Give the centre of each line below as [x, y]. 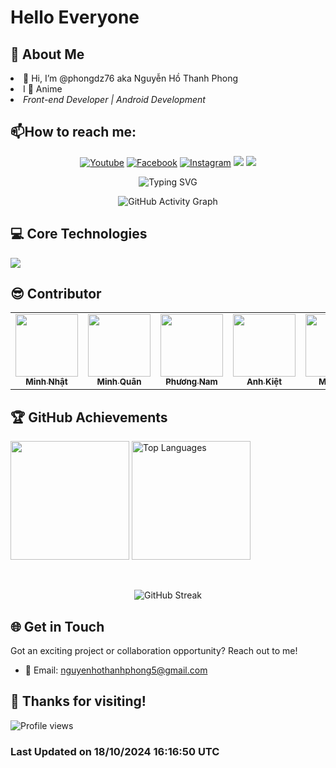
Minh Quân [119, 382]
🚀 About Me [47, 54]
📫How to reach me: [73, 132]
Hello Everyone [75, 17]
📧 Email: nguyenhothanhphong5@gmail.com [116, 670]
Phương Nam [191, 382]
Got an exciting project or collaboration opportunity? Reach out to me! [154, 651]
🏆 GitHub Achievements [89, 417]
